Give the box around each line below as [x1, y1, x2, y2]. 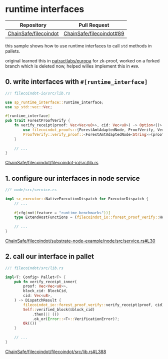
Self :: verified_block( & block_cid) [23, 307, 95, 312]
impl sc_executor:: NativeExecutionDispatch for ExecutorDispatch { [5, 196, 149, 201]
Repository [19, 21, 46, 28]
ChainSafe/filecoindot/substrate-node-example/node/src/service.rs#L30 [5, 238, 155, 244]
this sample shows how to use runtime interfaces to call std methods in [5, 42, 152, 48]
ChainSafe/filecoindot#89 [63, 30, 124, 37]
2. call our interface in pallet [5, 252, 94, 261]
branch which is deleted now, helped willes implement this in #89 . [5, 63, 139, 69]
